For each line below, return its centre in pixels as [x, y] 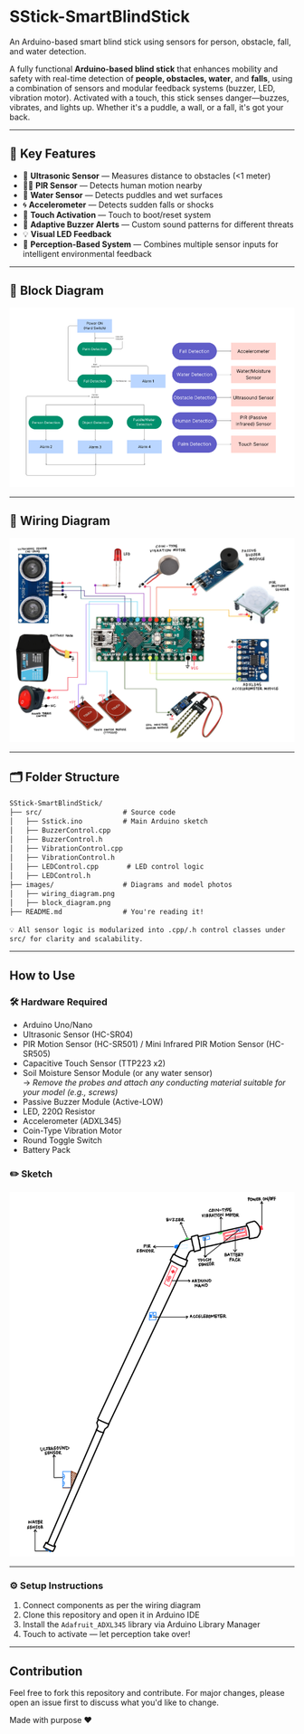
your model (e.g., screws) [70, 1092]
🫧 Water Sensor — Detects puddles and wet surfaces [123, 195]
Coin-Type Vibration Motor [72, 1131]
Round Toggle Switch [62, 1140]
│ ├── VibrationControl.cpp [66, 849]
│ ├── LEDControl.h [50, 876]
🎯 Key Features [53, 154]
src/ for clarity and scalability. [76, 939]
